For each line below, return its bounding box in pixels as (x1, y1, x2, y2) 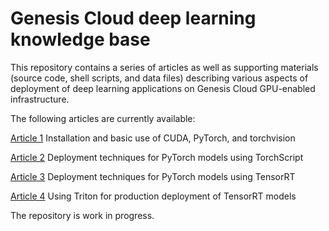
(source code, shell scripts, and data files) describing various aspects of (10, 72, 309, 84)
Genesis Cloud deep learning (10, 7, 257, 30)
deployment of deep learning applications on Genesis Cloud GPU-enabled (10, 82, 316, 94)
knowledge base (10, 28, 151, 51)
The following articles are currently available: (10, 112, 196, 124)
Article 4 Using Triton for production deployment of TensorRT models (10, 190, 297, 202)
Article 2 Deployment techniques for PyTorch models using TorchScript (10, 151, 304, 163)
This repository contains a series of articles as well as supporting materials (10, 61, 319, 73)
